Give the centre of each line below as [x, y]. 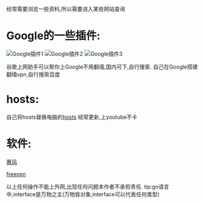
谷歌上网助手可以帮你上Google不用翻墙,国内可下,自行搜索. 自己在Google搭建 [102, 66]
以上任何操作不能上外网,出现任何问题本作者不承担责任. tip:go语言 [88, 186]
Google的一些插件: [53, 36]
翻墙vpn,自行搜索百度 [33, 74]
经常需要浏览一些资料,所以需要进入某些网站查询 [66, 9]
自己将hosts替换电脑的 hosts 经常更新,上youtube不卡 [72, 117]
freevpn [16, 174]
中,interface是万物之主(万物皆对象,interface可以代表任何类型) [83, 194]
